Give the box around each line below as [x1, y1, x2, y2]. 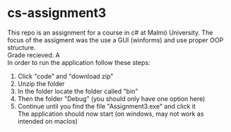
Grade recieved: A [7, 51, 60, 59]
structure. [7, 43, 36, 52]
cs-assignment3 [7, 5, 107, 21]
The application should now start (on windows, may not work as [17, 109, 204, 118]
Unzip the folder [17, 79, 65, 88]
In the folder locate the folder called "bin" [17, 87, 138, 95]
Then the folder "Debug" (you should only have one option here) [17, 94, 206, 103]
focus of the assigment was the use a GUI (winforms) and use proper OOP [7, 35, 224, 44]
